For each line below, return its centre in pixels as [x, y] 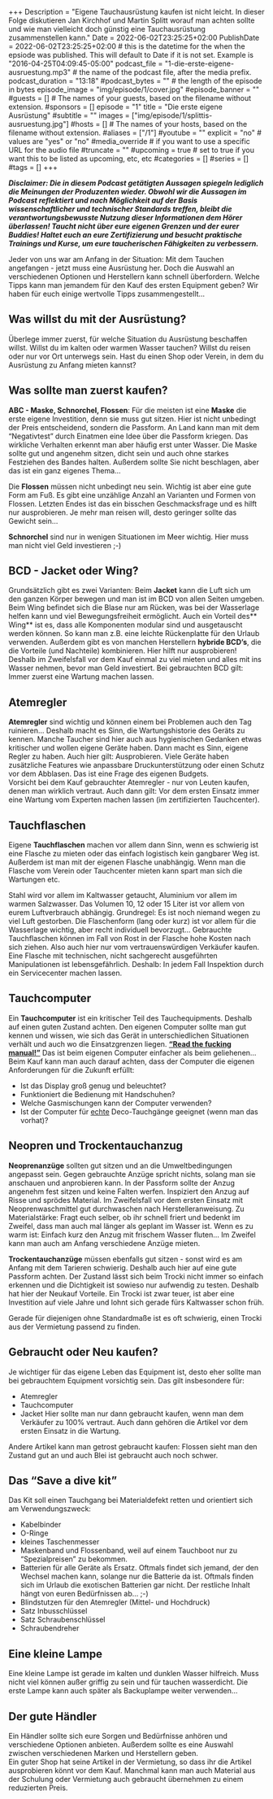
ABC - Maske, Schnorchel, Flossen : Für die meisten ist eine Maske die [128, 410]
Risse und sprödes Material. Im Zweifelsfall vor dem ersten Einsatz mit [126, 1200]
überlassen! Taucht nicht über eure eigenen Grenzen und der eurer [124, 226]
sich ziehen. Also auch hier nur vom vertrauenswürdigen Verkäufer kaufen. [134, 947]
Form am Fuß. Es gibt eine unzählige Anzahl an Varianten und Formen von [132, 494]
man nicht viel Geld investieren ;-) [65, 545]
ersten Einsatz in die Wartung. [70, 1431]
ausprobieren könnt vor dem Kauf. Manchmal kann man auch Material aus [132, 1770]
